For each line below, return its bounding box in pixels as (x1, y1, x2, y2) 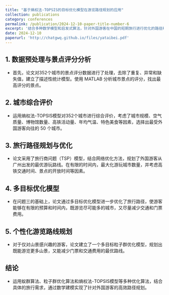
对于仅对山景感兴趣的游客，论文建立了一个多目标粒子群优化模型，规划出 (12, 241, 162, 247)
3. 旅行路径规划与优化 (5, 141, 73, 150)
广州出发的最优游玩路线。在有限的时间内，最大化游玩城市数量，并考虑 (12, 162, 158, 168)
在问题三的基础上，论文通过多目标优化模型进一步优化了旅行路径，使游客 (12, 199, 162, 205)
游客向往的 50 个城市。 (17, 125, 65, 131)
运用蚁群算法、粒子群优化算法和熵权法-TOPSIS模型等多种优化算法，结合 (12, 278, 163, 284)
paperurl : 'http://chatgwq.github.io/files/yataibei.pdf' (5, 36, 129, 41)
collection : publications (5, 12, 59, 17)
